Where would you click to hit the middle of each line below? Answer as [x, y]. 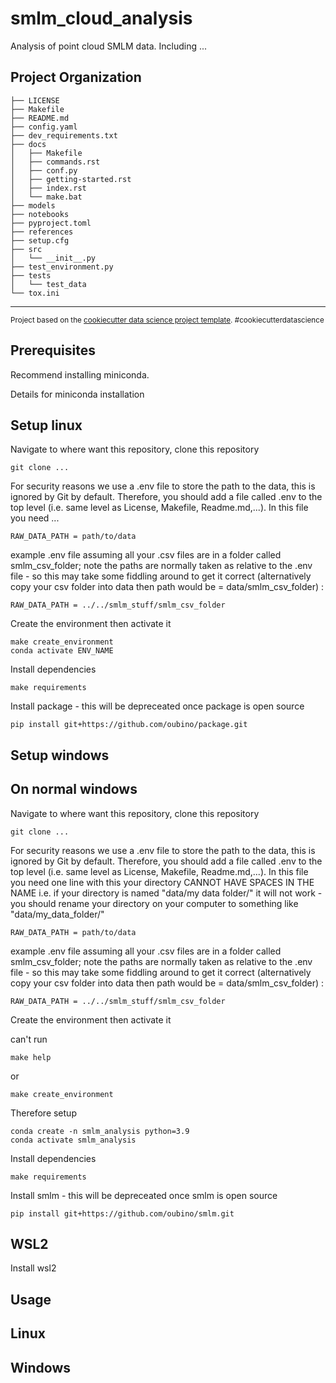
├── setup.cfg [40, 240]
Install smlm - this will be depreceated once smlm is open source [144, 1195]
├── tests [31, 275]
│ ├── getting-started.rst [71, 179]
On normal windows [74, 789]
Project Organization [76, 77]
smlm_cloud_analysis [101, 18]
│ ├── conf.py [44, 170]
